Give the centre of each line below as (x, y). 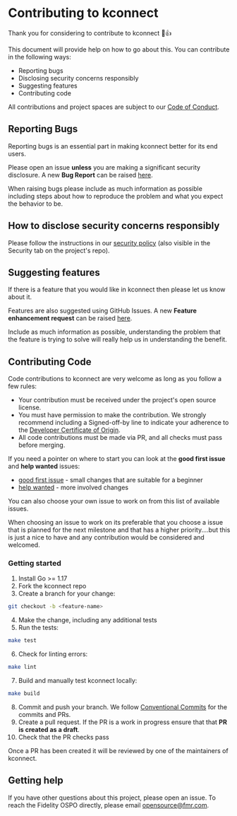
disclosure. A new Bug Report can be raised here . (81, 175)
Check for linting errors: (53, 654)
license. (30, 407)
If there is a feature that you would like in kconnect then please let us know (117, 290)
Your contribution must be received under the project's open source (117, 400)
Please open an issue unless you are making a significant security (104, 167)
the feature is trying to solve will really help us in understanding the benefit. (118, 339)
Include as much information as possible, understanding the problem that (114, 332)
